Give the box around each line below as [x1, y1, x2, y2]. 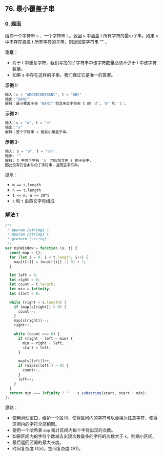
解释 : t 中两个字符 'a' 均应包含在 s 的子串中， [5, 158, 94, 163]
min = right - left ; [22, 340, 64, 346]
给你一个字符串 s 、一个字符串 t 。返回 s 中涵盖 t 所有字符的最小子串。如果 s [5, 32, 158, 38]
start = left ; [22, 345, 51, 350]
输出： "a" [5, 125, 23, 130]
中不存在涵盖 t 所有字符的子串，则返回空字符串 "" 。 [5, 39, 110, 45]
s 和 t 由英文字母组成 [12, 198, 55, 204]
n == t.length [12, 188, 41, 193]
